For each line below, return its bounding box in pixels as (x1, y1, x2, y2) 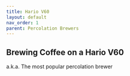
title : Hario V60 (6, 8, 50, 15)
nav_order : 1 (6, 20, 39, 26)
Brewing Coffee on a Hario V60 (6, 47, 124, 57)
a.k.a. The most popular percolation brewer (6, 63, 113, 70)
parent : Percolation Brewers (6, 25, 79, 31)
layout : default (6, 14, 47, 20)
